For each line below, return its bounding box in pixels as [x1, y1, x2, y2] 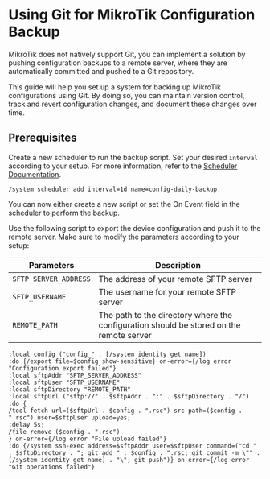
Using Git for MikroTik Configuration [8, 6, 256, 24]
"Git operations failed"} [8, 463, 95, 471]
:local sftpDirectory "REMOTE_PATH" [8, 385, 131, 394]
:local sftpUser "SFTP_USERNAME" [8, 378, 121, 386]
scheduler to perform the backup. [8, 208, 121, 217]
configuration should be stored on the [98, 320, 241, 331]
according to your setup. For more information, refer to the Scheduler [8, 161, 238, 171]
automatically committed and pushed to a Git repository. [8, 66, 194, 76]
